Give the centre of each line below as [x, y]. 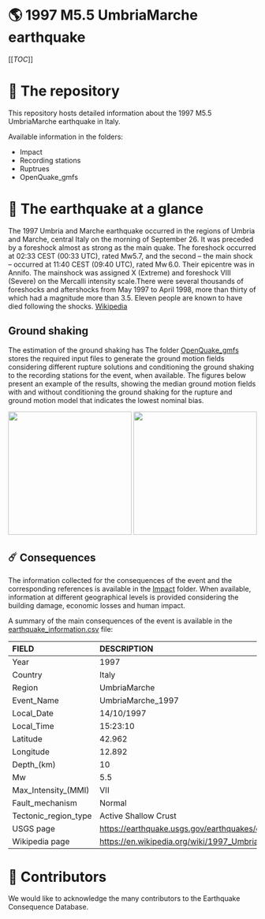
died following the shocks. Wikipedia [68, 306]
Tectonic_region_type [52, 816]
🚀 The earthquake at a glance [106, 209]
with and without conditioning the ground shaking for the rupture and [120, 392]
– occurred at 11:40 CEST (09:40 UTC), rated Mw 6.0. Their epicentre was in [131, 264]
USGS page [34, 829]
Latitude [27, 739]
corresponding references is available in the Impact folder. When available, [130, 589]
